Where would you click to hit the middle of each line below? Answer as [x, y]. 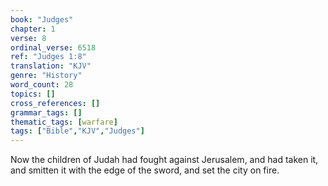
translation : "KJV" [51, 66]
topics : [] [33, 94]
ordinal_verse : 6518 [53, 47]
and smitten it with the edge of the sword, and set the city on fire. [145, 170]
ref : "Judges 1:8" [48, 57]
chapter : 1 [33, 29]
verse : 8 [28, 38]
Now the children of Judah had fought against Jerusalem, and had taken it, [164, 160]
